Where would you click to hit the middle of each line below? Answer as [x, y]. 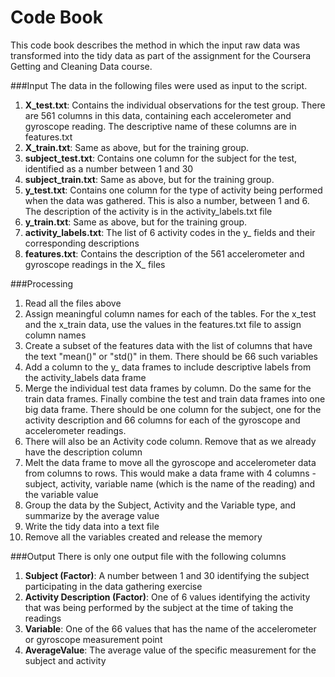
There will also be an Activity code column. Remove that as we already [170, 441]
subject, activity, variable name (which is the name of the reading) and [170, 483]
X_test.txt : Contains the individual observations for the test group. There [175, 105]
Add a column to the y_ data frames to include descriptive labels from [168, 367]
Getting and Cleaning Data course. [81, 66]
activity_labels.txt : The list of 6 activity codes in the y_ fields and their [170, 232]
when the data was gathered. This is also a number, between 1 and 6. [167, 200]
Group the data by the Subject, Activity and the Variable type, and [160, 505]
